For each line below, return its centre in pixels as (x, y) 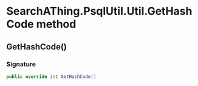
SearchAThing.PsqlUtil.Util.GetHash (99, 11)
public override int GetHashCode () (51, 77)
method (56, 24)
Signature (21, 64)
